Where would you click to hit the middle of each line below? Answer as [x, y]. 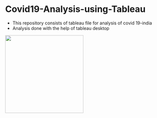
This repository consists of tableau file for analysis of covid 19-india [82, 23]
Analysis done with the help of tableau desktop [61, 28]
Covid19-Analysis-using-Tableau [75, 9]
